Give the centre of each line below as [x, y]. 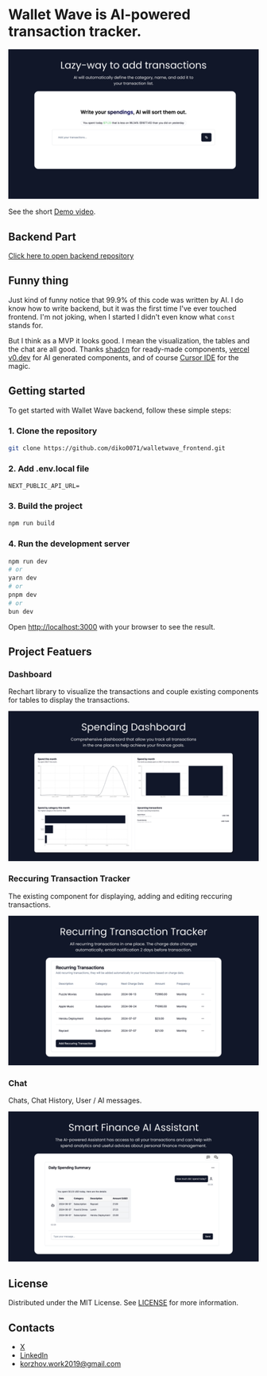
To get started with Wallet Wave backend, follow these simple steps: [120, 410]
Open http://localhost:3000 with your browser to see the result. [112, 626]
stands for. [26, 325]
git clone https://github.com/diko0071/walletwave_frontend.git [117, 448]
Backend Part [43, 236]
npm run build [32, 523]
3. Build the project [46, 506]
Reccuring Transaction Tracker [70, 878]
